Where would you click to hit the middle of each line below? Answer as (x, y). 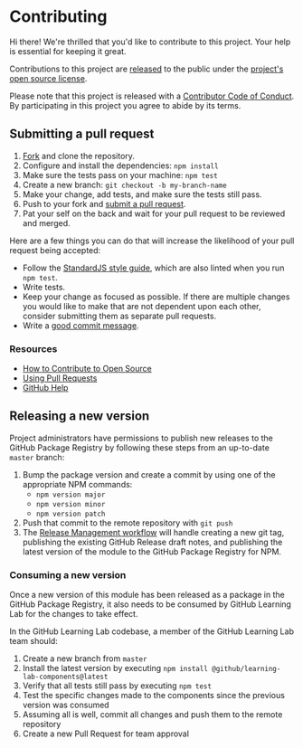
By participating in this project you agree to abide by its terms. (125, 105)
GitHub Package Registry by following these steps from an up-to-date (139, 447)
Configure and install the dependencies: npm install (120, 166)
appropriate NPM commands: (77, 484)
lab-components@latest (65, 677)
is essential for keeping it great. (68, 51)
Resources (33, 348)
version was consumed (66, 705)
